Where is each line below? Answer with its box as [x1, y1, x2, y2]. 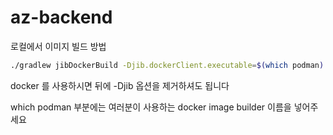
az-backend [10, 6, 113, 29]
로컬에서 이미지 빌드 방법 [10, 40, 107, 52]
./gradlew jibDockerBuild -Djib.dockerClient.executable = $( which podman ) [10, 60, 325, 70]
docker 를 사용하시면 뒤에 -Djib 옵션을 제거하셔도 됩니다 [10, 79, 230, 91]
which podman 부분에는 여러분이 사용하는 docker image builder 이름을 [10, 101, 292, 113]
